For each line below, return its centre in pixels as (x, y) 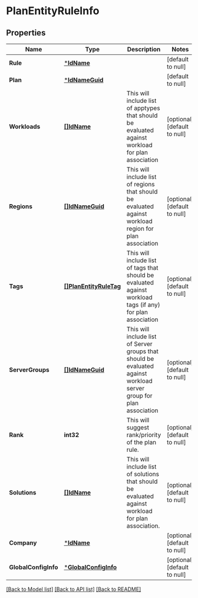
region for (140, 229)
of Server (139, 344)
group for (139, 396)
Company (23, 543)
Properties (26, 33)
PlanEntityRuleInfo (53, 11)
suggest (138, 427)
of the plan (141, 442)
